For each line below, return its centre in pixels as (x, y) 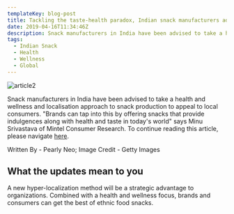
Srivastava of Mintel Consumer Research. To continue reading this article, (113, 128)
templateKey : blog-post (42, 14)
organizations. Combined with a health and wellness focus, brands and (109, 195)
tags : (15, 40)
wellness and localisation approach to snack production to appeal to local (112, 106)
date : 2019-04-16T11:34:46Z (48, 26)
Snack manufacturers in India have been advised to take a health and (106, 99)
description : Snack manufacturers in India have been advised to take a (115, 33)
